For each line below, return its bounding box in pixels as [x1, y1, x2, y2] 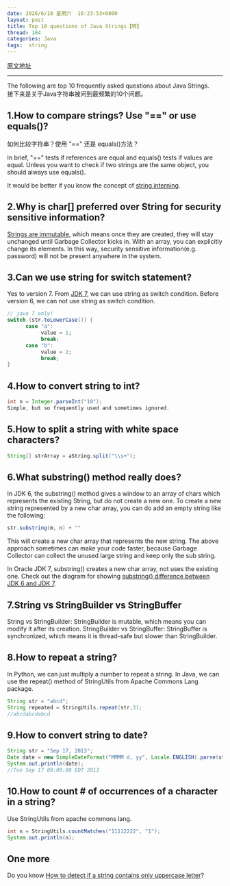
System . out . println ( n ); [7, 834, 75, 841]
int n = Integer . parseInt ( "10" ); [7, 398, 103, 405]
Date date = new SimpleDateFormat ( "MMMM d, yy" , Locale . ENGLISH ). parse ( [7, 754, 219, 761]
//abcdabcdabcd [7, 710, 51, 718]
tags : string [7, 42, 48, 49]
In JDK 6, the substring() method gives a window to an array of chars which [7, 490, 220, 498]
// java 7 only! [7, 310, 53, 317]
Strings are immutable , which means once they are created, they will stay [7, 230, 214, 238]
